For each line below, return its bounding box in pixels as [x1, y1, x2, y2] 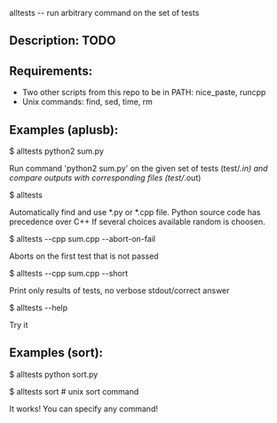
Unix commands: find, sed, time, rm [21, 97, 154, 108]
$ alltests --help [9, 302, 68, 314]
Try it [9, 320, 28, 331]
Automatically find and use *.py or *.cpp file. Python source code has [9, 207, 261, 218]
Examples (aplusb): [9, 122, 119, 137]
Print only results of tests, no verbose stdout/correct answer [9, 285, 230, 296]
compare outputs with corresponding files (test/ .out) [9, 172, 202, 183]
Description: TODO [9, 33, 116, 48]
